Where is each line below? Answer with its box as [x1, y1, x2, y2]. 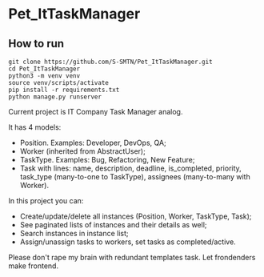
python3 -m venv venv [8, 72, 81, 80]
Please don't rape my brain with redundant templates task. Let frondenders [8, 253, 256, 262]
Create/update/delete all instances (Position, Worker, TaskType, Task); [19, 211, 252, 221]
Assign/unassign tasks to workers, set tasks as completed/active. [19, 237, 236, 247]
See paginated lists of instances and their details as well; [19, 220, 207, 229]
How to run [8, 37, 65, 50]
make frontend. [8, 261, 58, 271]
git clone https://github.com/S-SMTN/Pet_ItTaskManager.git [8, 58, 214, 66]
